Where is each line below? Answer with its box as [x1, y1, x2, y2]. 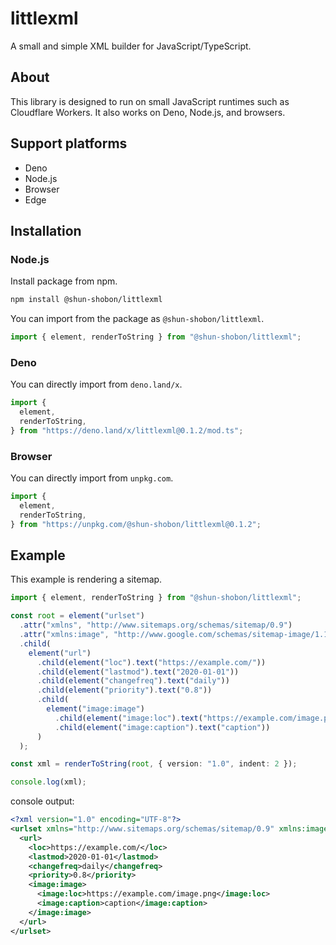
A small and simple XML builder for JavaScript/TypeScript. [10, 40, 252, 52]
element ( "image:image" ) [46, 704, 145, 714]
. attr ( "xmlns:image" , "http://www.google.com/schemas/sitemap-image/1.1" [19, 630, 333, 640]
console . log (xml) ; [10, 777, 87, 787]
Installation [10, 222, 82, 239]
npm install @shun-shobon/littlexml [10, 295, 163, 305]
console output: [10, 795, 75, 807]
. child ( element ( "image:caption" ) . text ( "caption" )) [54, 722, 271, 732]
